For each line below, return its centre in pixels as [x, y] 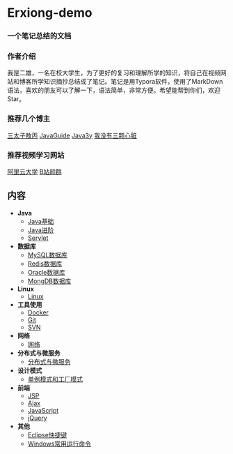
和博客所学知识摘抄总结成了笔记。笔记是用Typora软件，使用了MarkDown [118, 82]
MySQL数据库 [47, 255]
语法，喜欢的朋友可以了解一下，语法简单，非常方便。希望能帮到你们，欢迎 [114, 90]
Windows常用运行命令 [59, 444]
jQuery [37, 418]
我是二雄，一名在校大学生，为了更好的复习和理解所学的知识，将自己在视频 [114, 73]
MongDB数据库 [49, 281]
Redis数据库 [45, 264]
